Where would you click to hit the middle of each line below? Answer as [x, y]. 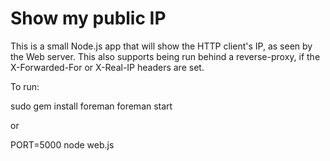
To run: [25, 86]
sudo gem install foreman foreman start [91, 106]
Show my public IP [88, 18]
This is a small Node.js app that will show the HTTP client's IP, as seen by [161, 46]
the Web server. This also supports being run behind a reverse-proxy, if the [165, 56]
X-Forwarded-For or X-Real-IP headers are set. [107, 67]
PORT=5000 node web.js [62, 144]
